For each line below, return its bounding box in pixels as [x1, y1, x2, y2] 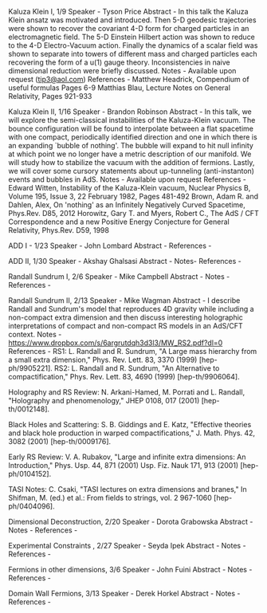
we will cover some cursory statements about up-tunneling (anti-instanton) [8, 167, 255, 175]
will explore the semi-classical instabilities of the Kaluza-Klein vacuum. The [8, 116, 256, 124]
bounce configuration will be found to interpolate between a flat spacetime [8, 124, 253, 133]
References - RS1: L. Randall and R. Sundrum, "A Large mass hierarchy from [8, 347, 257, 356]
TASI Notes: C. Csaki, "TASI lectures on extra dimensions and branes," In [8, 485, 247, 493]
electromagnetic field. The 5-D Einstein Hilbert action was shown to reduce [8, 32, 255, 41]
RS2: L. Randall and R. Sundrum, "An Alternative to [54, 363, 220, 373]
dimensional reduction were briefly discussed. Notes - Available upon [8, 66, 237, 75]
